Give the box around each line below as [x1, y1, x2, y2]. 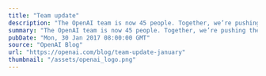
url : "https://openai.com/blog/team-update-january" [8, 48, 186, 56]
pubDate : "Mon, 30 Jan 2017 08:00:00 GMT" [8, 33, 150, 42]
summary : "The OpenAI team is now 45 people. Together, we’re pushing [8, 26, 246, 34]
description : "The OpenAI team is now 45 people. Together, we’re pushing [8, 19, 260, 27]
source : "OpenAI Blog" [8, 41, 83, 49]
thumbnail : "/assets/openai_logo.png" [8, 56, 136, 64]
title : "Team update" [8, 11, 80, 20]
